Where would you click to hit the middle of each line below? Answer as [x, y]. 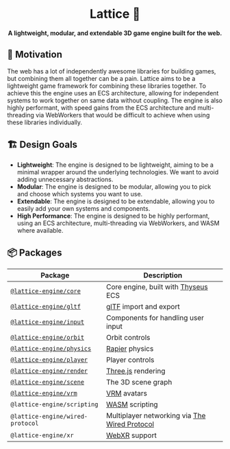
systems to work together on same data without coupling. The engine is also [115, 100]
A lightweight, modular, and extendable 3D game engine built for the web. [115, 33]
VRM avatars [126, 393]
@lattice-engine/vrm [44, 393]
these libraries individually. [45, 122]
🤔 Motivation [35, 55]
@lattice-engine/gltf [46, 307]
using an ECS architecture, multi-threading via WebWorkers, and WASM [118, 223]
